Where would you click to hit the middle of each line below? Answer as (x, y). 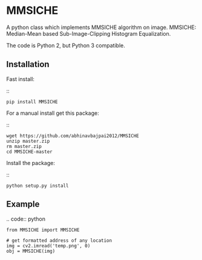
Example (23, 204)
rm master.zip (24, 146)
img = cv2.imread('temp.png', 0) (48, 245)
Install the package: (31, 163)
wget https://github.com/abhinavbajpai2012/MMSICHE (73, 136)
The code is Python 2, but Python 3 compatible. (66, 45)
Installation (28, 64)
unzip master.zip (28, 141)
